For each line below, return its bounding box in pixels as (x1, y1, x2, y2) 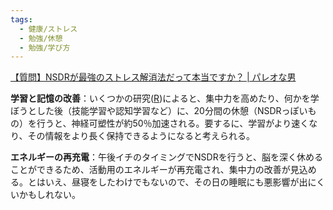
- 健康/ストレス (19, 24, 78, 34)
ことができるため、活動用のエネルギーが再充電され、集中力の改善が (10, 164, 291, 176)
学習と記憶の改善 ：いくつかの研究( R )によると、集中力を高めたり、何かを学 (10, 92, 320, 105)
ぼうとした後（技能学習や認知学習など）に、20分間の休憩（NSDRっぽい (10, 105, 308, 117)
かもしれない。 (18, 189, 81, 201)
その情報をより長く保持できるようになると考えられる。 (27, 130, 255, 142)
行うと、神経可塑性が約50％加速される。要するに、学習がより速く (36, 117, 310, 130)
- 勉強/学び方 (19, 42, 71, 53)
